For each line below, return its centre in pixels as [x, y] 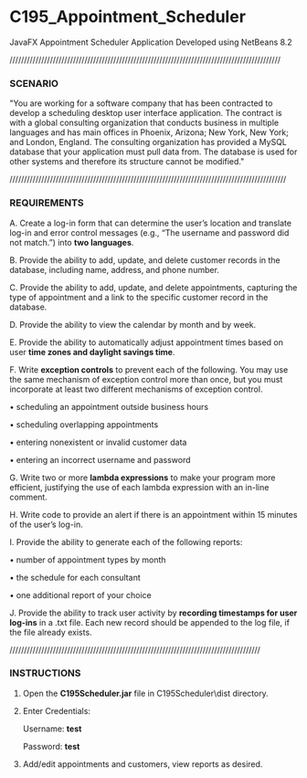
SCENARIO [34, 83]
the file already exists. [51, 632]
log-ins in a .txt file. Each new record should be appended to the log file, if [150, 622]
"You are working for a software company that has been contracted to [141, 103]
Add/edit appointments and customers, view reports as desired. [143, 763]
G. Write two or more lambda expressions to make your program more [143, 478]
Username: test [52, 729]
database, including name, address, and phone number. [114, 269]
